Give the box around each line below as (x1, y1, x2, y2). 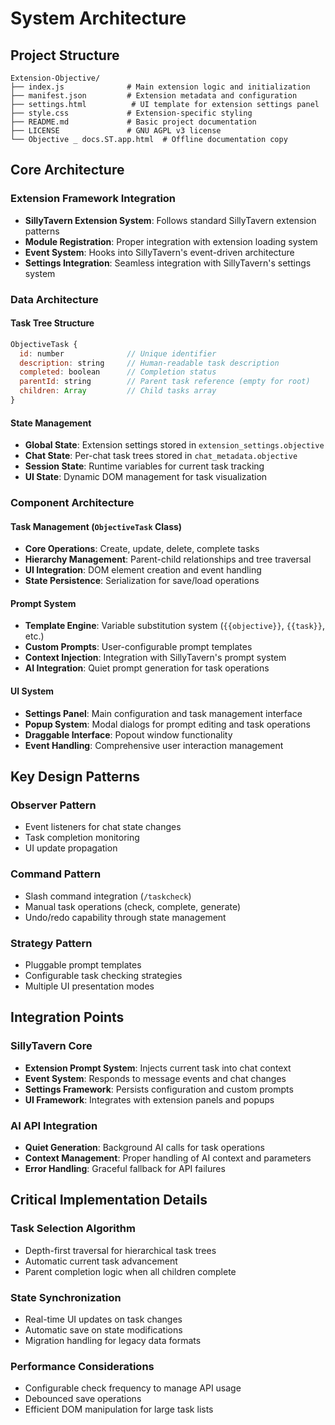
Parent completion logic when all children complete (24, 1265, 237, 1277)
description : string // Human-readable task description (19, 358, 280, 368)
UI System (10, 685, 55, 697)
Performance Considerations (10, 1359, 155, 1373)
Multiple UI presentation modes (24, 980, 155, 992)
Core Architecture (10, 162, 125, 179)
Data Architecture (10, 292, 99, 306)
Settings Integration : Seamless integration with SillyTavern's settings (24, 257, 312, 269)
